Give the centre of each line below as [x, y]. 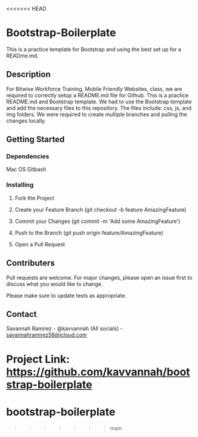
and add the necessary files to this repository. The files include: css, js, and [99, 108]
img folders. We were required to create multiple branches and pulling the [97, 114]
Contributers [31, 263]
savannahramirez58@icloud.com [47, 335]
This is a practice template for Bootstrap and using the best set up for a [94, 49]
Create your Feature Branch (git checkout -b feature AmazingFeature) [100, 209]
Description [28, 74]
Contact [21, 314]
